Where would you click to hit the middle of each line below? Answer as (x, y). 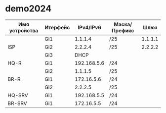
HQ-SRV (18, 95)
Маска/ (123, 24)
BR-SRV (17, 103)
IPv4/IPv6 (89, 27)
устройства (24, 30)
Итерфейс (57, 27)
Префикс (123, 30)
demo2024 (28, 9)
